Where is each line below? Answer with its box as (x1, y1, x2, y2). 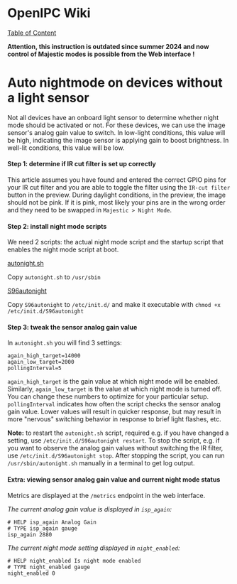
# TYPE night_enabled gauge (7, 563, 91, 571)
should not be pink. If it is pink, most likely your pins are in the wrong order (7, 198, 226, 207)
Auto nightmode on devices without (7, 75, 224, 91)
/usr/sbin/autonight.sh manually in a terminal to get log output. (7, 459, 195, 467)
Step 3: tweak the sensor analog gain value (7, 323, 138, 331)
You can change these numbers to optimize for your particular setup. (7, 392, 209, 401)
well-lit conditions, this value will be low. (7, 144, 125, 152)
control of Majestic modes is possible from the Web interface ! (7, 50, 195, 58)
